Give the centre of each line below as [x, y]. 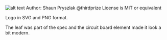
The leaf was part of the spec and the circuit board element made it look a [83, 27]
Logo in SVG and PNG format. [37, 17]
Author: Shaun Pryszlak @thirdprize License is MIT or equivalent [94, 8]
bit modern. [17, 33]
